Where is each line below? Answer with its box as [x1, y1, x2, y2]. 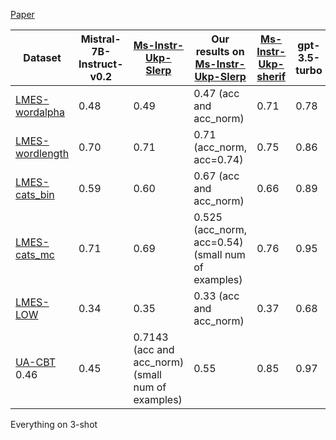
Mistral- [80, 32, 122, 46]
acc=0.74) [193, 153, 244, 166]
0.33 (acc [193, 289, 240, 303]
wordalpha [15, 105, 66, 119]
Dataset [23, 51, 62, 64]
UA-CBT [15, 355, 57, 369]
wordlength [15, 147, 70, 160]
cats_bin [15, 188, 55, 201]
